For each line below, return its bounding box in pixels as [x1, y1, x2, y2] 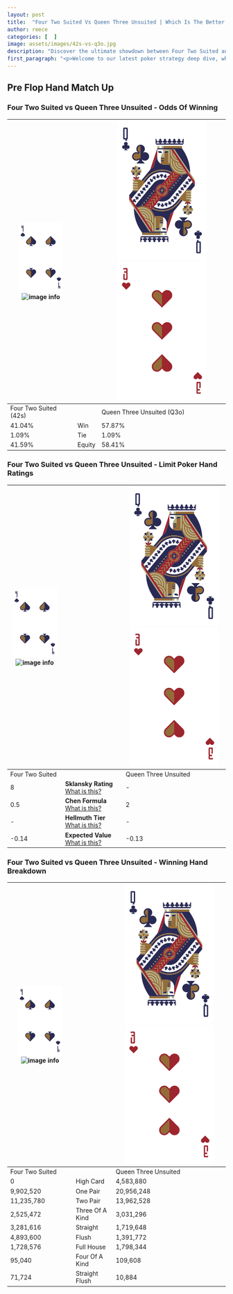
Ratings [7, 468, 34, 478]
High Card [76, 1177, 105, 1185]
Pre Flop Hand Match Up [7, 82, 114, 94]
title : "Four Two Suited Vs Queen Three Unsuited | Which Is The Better [7, 18, 225, 26]
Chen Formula [64, 797, 107, 805]
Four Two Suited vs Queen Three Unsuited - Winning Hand [7, 858, 208, 868]
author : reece [7, 26, 49, 33]
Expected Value [64, 831, 112, 839]
